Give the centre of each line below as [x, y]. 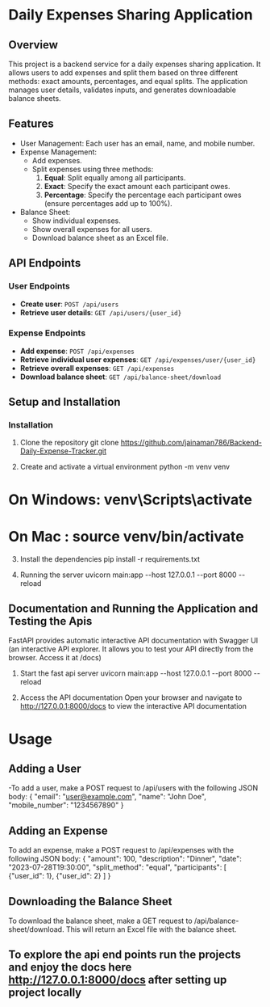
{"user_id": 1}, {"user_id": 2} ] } [60, 876]
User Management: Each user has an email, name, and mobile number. [137, 143]
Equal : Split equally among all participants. [115, 177]
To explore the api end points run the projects [125, 955]
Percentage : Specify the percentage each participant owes [143, 195]
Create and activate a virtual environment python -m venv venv [125, 467]
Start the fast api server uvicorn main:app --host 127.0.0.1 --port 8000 [136, 673]
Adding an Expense [58, 830]
